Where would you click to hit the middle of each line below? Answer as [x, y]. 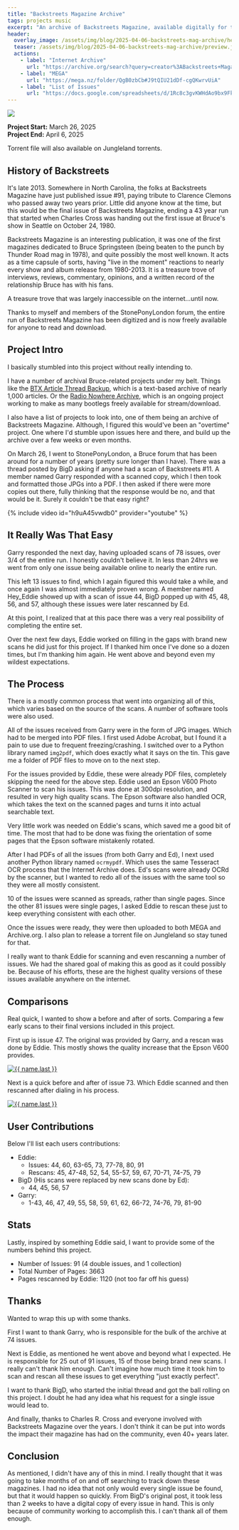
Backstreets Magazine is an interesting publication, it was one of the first [114, 239]
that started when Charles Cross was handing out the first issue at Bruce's [116, 218]
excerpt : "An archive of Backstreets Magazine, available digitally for [117, 27]
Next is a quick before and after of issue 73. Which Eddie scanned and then [118, 1083]
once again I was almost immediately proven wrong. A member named [111, 589]
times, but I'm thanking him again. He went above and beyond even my [111, 654]
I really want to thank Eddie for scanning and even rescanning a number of [117, 956]
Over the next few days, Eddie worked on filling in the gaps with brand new [117, 639]
